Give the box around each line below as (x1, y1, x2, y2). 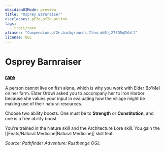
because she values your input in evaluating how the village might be (5, 96, 145, 101)
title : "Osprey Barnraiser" (5, 12, 63, 17)
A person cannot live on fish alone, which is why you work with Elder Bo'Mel (5, 85, 160, 91)
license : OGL (5, 35, 32, 40)
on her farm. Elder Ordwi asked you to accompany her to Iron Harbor (5, 90, 145, 97)
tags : (5, 21, 16, 26)
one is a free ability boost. (5, 116, 58, 122)
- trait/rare (9, 26, 36, 31)
